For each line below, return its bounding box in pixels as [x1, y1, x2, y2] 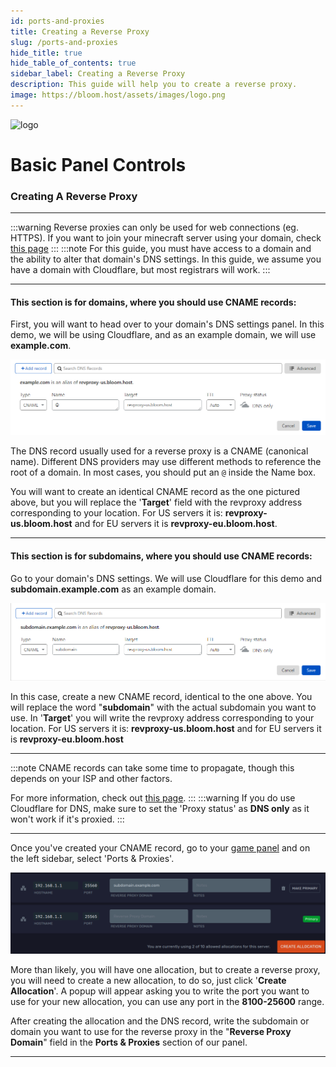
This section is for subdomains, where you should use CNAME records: [10, 550, 313, 562]
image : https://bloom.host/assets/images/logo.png [10, 90, 226, 100]
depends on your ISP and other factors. [10, 773, 173, 785]
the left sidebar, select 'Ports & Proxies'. [10, 853, 175, 865]
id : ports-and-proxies [10, 16, 105, 26]
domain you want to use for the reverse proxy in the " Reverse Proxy [10, 1026, 292, 1038]
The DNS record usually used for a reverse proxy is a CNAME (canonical [10, 445, 309, 457]
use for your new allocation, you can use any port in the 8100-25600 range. [10, 996, 325, 1008]
